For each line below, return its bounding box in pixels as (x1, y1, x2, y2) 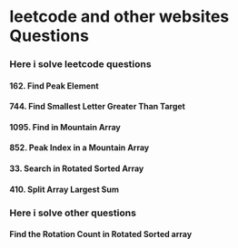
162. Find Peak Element (9, 80, 99, 91)
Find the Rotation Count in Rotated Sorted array (9, 229, 193, 240)
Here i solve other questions (9, 206, 136, 219)
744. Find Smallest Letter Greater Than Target (9, 101, 186, 112)
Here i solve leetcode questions (9, 58, 152, 71)
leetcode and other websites (9, 6, 230, 27)
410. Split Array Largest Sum (9, 184, 120, 195)
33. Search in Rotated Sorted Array (9, 163, 144, 174)
